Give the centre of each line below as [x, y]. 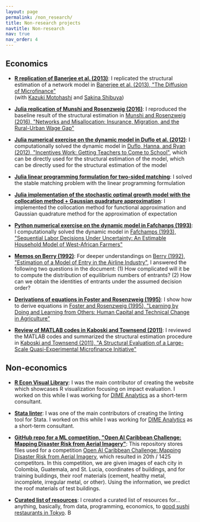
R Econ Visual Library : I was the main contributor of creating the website [104, 382]
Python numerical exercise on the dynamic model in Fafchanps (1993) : [104, 225]
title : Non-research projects [43, 23]
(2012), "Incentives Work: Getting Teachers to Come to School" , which [101, 152]
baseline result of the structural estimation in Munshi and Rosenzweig [100, 115]
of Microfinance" [35, 91]
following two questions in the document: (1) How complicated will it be [102, 268]
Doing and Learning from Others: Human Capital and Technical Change [102, 312]
